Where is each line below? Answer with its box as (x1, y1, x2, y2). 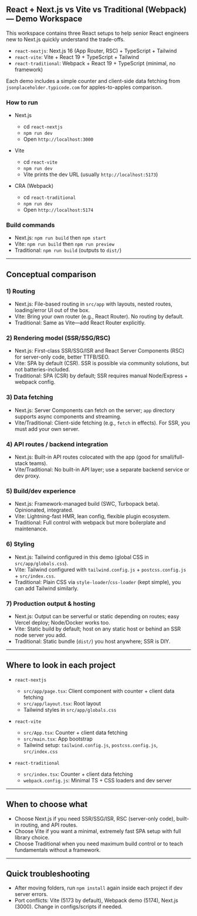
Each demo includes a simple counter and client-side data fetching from (6, 77, 181, 84)
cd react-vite (23, 158, 57, 165)
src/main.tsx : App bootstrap (23, 735, 93, 742)
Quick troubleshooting (6, 868, 90, 879)
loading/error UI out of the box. (14, 307, 90, 314)
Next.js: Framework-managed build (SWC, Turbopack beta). (14, 500, 160, 507)
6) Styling (6, 540, 35, 548)
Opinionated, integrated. (14, 506, 73, 514)
